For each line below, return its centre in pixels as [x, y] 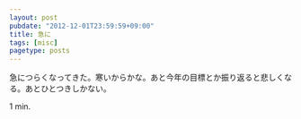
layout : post [34, 17]
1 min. [20, 106]
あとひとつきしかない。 [68, 89]
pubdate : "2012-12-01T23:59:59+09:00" [82, 26]
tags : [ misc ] [34, 42]
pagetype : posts [40, 51]
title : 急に [30, 34]
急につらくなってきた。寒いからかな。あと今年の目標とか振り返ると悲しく [147, 78]
